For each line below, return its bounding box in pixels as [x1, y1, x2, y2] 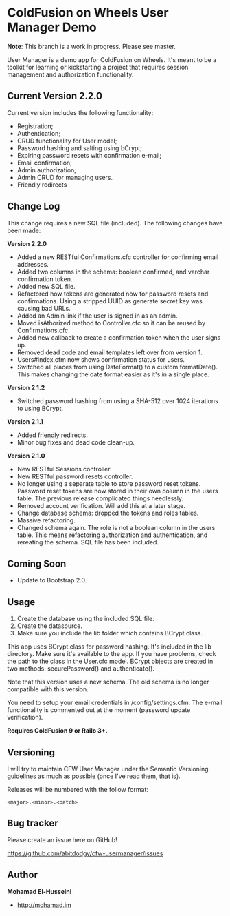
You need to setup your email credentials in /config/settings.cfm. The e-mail [7, 698, 223, 707]
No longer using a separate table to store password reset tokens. [16, 479, 201, 487]
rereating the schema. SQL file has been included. [16, 538, 159, 546]
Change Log [7, 201, 60, 212]
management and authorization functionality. [7, 70, 134, 79]
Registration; [16, 122, 54, 130]
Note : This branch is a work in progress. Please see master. [7, 42, 176, 50]
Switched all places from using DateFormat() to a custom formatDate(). [16, 363, 218, 371]
